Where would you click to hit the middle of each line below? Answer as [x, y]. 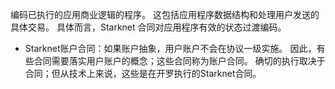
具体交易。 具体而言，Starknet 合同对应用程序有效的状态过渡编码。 [148, 27]
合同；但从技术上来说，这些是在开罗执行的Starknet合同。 [143, 73]
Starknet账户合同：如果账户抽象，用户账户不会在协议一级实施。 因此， [170, 48]
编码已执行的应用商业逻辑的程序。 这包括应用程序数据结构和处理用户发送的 [165, 14]
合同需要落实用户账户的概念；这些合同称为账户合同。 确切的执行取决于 [179, 61]
